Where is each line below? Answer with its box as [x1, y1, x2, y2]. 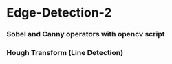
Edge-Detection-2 [6, 5, 112, 21]
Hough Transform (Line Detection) [6, 48, 124, 58]
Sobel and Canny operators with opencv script [6, 30, 165, 39]
